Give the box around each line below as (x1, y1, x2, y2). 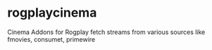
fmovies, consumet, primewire (7, 35, 96, 43)
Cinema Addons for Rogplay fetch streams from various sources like (7, 28, 206, 36)
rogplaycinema (7, 5, 97, 21)
